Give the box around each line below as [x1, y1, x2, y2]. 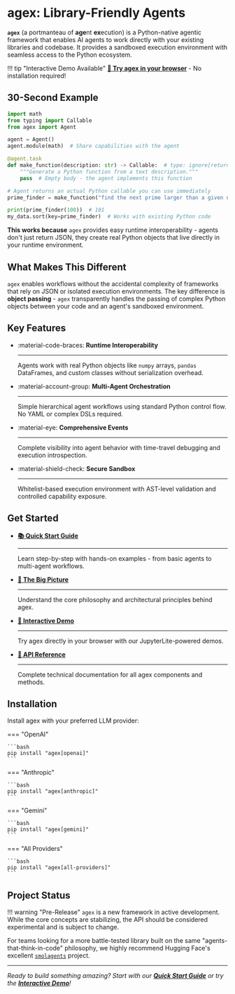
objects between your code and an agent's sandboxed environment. [7, 301, 204, 310]
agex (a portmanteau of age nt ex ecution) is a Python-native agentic [7, 28, 201, 36]
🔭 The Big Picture [17, 575, 69, 583]
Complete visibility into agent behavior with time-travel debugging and [17, 443, 220, 451]
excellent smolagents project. [7, 951, 90, 960]
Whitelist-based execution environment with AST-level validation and [17, 484, 217, 493]
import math [7, 110, 42, 117]
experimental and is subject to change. [7, 923, 120, 932]
